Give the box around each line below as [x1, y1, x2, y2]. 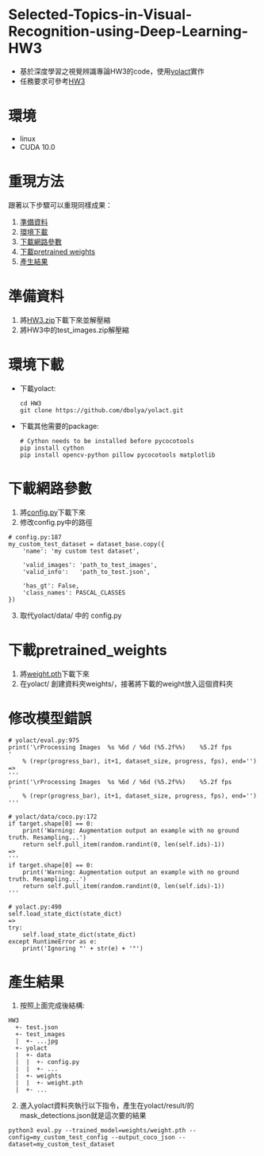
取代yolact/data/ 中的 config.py [19, 611, 122, 620]
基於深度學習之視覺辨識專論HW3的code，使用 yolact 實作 [19, 66, 205, 76]
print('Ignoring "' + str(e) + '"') [22, 944, 144, 952]
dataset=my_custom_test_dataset [8, 1140, 115, 1149]
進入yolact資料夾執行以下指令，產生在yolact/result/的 [19, 1100, 194, 1111]
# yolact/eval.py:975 [8, 736, 80, 745]
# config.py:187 [8, 533, 62, 541]
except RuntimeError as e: [8, 937, 98, 945]
